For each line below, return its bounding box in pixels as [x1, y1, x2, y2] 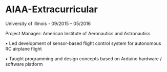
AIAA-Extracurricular [5, 4, 98, 15]
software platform [5, 61, 43, 67]
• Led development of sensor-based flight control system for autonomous [5, 40, 161, 46]
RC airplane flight [5, 45, 42, 52]
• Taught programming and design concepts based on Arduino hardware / [5, 55, 162, 62]
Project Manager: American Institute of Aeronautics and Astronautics [5, 30, 151, 36]
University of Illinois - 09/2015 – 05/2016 [5, 20, 91, 27]
